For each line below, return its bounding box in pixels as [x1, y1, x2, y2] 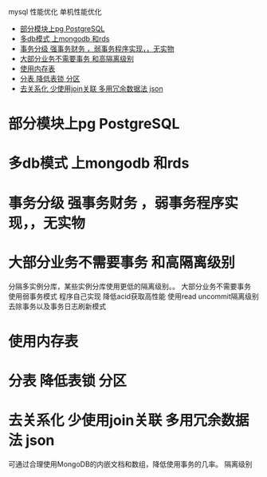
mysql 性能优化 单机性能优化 [8, 7, 102, 16]
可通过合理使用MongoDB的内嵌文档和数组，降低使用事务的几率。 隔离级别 [8, 459, 253, 469]
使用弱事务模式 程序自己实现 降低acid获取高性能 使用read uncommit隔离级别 [8, 291, 259, 301]
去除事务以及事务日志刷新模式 [8, 301, 106, 311]
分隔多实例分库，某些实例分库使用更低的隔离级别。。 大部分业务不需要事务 [8, 281, 251, 291]
